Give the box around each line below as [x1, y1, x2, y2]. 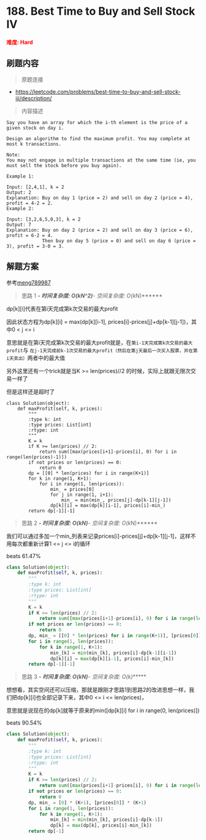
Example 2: [6, 205, 34, 211]
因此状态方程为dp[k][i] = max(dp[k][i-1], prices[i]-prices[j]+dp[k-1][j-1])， [6, 318, 192, 325]
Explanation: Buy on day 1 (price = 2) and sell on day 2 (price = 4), [6, 195, 193, 201]
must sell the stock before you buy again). [6, 162, 122, 168]
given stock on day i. [6, 125, 64, 131]
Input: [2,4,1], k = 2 [6, 184, 64, 190]
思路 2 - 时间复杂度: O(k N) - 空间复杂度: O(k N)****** [21, 519, 158, 527]
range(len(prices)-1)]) [6, 453, 67, 460]
